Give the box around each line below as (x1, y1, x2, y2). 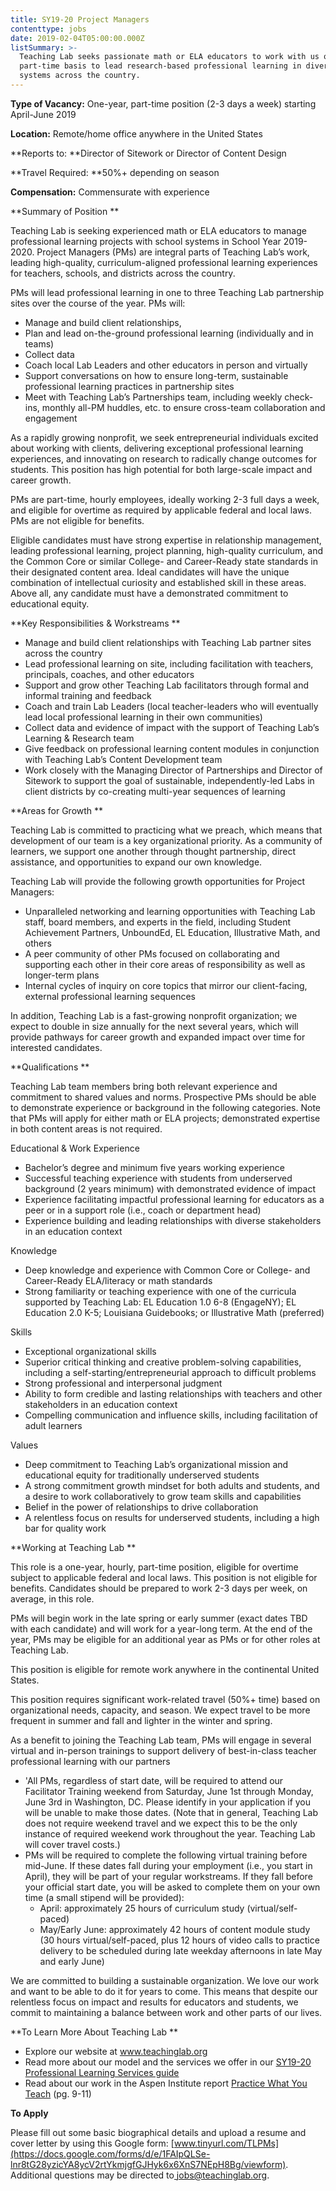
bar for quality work (24, 1522, 107, 1534)
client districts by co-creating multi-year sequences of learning (24, 785, 286, 797)
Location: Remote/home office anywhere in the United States (10, 127, 263, 140)
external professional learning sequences (24, 990, 196, 1002)
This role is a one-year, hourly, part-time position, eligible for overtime (10, 1561, 299, 1573)
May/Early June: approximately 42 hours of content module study (39, 1923, 311, 1935)
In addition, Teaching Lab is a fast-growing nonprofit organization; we (10, 1009, 298, 1021)
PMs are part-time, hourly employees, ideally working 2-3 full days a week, (10, 493, 320, 505)
